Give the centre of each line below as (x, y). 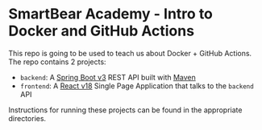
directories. (27, 118)
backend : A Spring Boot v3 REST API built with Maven (108, 77)
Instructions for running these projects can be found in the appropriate (125, 110)
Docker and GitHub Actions (102, 31)
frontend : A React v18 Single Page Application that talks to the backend (137, 86)
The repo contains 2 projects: (57, 62)
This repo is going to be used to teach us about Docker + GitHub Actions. (130, 53)
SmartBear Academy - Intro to (111, 14)
